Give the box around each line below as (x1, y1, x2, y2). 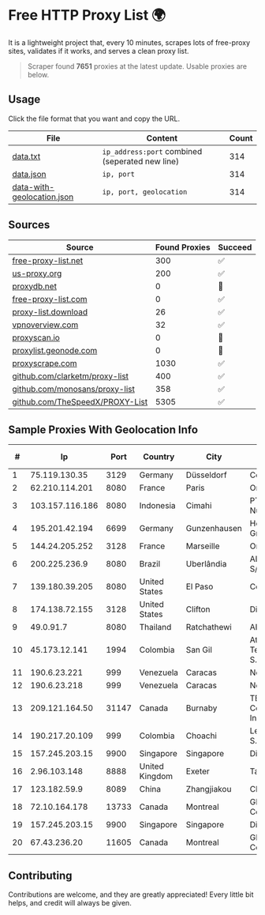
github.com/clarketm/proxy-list (12, 371, 129, 382)
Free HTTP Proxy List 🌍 (8, 6, 166, 24)
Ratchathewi (185, 622, 233, 633)
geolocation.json (12, 191, 74, 202)
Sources (8, 218, 50, 232)
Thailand (139, 622, 172, 633)
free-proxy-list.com (12, 293, 88, 304)
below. (27, 70, 50, 79)
